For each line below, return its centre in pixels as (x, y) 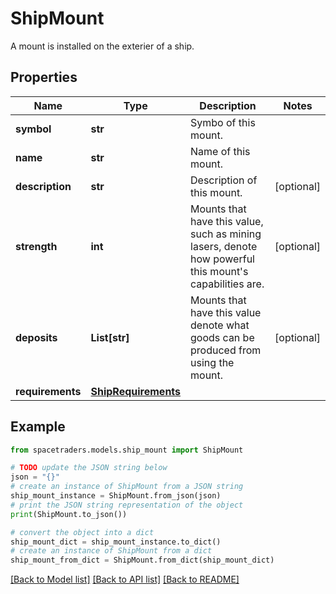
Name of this (220, 151)
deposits (36, 337)
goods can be (222, 337)
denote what (220, 325)
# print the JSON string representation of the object (127, 505)
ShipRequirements (136, 391)
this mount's (219, 271)
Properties (44, 77)
